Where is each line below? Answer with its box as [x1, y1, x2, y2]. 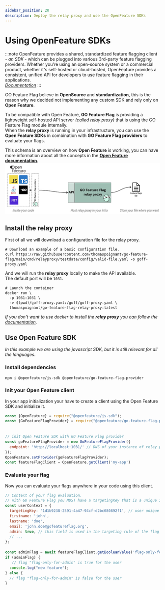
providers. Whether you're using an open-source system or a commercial [5, 61, 154, 67]
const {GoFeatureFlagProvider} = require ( [5, 419, 93, 424]
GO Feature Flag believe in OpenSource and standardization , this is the [5, 92, 151, 98]
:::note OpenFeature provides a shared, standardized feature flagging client [5, 51, 158, 57]
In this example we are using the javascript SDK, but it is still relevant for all [5, 346, 158, 352]
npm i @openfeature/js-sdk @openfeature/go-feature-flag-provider [5, 375, 144, 380]
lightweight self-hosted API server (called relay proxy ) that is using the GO [5, 117, 156, 123]
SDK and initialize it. [5, 403, 46, 409]
